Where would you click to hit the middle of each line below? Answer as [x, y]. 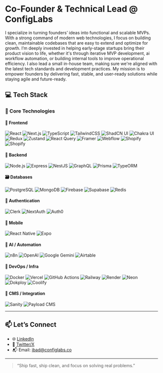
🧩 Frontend [16, 123]
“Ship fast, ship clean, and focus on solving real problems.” [76, 365]
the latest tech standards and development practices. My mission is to [75, 68]
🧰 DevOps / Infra [22, 267]
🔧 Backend [16, 155]
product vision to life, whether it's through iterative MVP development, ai [77, 53]
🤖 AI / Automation [23, 244]
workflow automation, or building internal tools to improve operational [74, 58]
